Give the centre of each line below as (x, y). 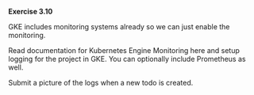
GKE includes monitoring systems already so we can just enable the (119, 27)
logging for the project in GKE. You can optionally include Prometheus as (127, 59)
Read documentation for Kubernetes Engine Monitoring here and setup (124, 50)
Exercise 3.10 (31, 11)
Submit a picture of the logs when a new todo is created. (101, 83)
